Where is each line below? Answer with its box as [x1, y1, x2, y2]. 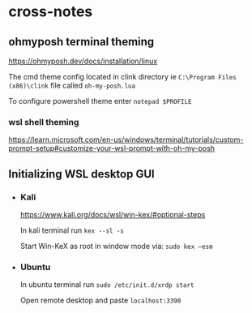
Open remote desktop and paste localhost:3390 [19, 295, 182, 306]
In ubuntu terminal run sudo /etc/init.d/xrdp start [19, 280, 194, 289]
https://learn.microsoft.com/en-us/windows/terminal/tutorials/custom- [8, 135, 244, 144]
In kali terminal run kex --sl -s [19, 225, 124, 235]
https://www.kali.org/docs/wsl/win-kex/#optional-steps [19, 209, 206, 219]
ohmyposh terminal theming [8, 35, 155, 49]
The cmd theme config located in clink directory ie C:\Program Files [8, 72, 237, 81]
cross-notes [8, 2, 93, 21]
